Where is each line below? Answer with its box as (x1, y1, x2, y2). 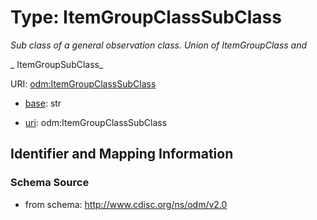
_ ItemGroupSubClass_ (10, 58, 104, 70)
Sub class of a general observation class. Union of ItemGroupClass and (10, 39, 308, 51)
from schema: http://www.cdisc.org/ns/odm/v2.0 (24, 198, 228, 210)
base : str (24, 97, 62, 109)
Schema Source (10, 176, 90, 190)
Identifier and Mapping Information (10, 146, 234, 163)
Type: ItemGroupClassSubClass (10, 6, 282, 29)
